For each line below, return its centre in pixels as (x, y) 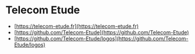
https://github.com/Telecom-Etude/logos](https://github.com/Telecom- (102, 38)
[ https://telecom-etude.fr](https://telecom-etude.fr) (76, 26)
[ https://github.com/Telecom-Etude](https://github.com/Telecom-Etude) (101, 32)
